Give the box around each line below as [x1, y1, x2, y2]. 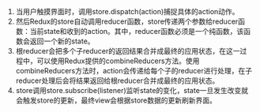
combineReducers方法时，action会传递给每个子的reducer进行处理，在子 [15, 66, 253, 75]
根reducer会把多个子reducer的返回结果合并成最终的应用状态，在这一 [15, 47, 240, 55]
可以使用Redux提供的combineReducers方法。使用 [36, 56, 200, 65]
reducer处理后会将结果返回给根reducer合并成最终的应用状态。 [15, 76, 220, 85]
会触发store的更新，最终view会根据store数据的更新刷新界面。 [15, 95, 217, 105]
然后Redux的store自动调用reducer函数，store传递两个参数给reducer [15, 17, 239, 26]
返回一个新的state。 [29, 36, 95, 46]
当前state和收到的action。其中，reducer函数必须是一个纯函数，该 [29, 27, 244, 35]
